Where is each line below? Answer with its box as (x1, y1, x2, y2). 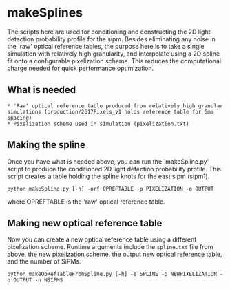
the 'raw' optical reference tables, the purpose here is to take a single (7, 42, 205, 50)
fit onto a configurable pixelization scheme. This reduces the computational (7, 56, 222, 65)
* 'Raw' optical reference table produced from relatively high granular (7, 102, 224, 109)
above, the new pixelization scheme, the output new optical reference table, (7, 250, 222, 259)
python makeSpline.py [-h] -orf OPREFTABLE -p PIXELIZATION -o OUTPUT (7, 185, 214, 192)
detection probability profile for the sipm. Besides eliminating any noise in (7, 34, 216, 43)
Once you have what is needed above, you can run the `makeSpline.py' (7, 157, 209, 166)
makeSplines (7, 5, 83, 21)
